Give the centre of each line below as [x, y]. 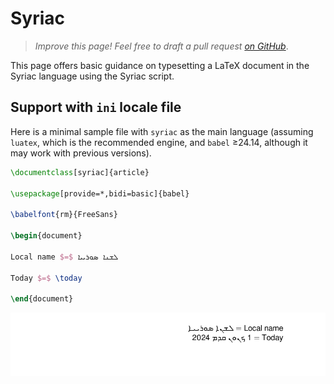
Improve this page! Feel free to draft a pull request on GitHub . [161, 46]
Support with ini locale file [96, 107]
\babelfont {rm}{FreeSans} [64, 215]
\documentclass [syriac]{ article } [80, 172]
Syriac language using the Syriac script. [92, 76]
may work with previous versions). [81, 153]
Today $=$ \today [46, 278]
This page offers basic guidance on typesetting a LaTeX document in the [160, 65]
